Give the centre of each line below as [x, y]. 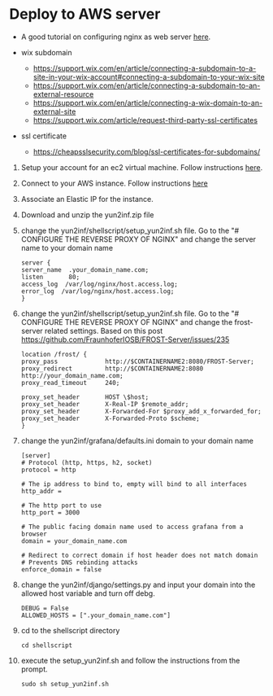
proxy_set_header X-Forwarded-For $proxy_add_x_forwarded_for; [141, 411]
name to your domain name [67, 247]
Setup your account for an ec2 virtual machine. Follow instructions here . [142, 167]
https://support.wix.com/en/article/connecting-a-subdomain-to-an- [147, 85]
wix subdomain [46, 52]
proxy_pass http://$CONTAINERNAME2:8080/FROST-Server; [137, 361]
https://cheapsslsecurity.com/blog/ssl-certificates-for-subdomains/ [147, 151]
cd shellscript [47, 645]
